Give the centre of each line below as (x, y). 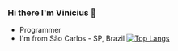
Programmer (40, 30)
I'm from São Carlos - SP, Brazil (72, 38)
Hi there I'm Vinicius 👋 (52, 13)
